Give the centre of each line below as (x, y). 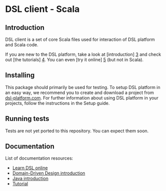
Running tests (27, 119)
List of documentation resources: (39, 158)
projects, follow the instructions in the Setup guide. (58, 103)
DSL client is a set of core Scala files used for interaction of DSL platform (80, 39)
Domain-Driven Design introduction (49, 173)
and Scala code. (22, 45)
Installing (20, 75)
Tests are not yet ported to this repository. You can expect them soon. (77, 131)
